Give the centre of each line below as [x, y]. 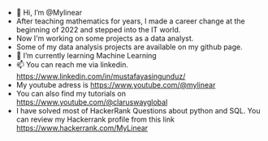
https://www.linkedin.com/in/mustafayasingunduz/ [101, 76]
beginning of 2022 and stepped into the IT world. [98, 30]
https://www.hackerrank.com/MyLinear [82, 128]
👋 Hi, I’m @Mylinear [49, 13]
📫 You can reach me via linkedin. [72, 64]
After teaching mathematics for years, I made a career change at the [130, 21]
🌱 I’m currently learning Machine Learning [86, 56]
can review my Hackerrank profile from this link [95, 119]
